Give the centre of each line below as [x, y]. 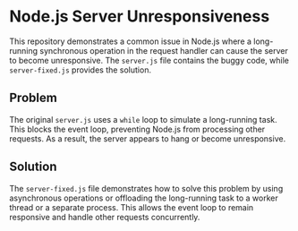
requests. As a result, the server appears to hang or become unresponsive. [148, 138]
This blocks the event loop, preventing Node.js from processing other [137, 129]
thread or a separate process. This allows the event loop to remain [132, 207]
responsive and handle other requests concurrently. [105, 217]
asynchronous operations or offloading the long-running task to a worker [144, 198]
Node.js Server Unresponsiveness [140, 17]
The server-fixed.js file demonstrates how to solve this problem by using [146, 188]
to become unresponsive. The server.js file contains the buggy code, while [149, 60]
